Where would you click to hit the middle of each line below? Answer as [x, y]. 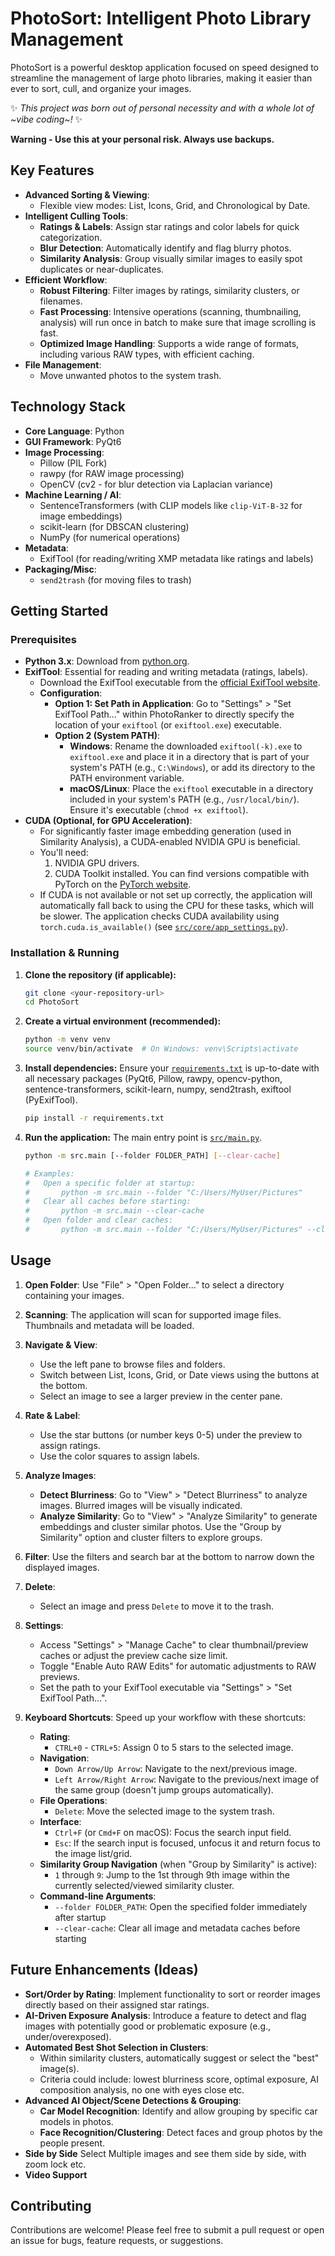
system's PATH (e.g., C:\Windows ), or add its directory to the [192, 768]
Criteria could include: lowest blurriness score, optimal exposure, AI [179, 2079]
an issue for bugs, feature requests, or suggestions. [117, 2241]
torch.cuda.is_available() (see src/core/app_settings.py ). [164, 927]
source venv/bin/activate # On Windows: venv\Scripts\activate [161, 1049]
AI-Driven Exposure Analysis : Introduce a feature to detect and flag [165, 2015]
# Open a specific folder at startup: [110, 1183]
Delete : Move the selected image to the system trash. [164, 1811]
